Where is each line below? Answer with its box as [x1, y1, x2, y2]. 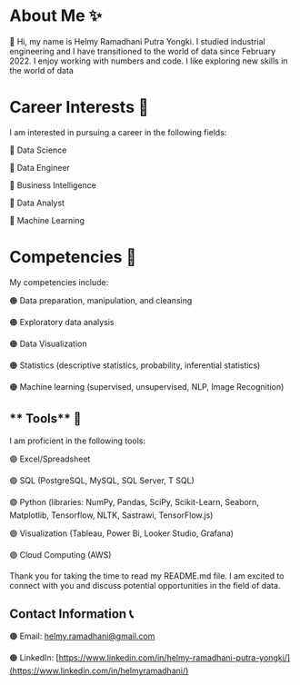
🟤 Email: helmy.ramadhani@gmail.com [9, 630, 155, 641]
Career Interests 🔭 [9, 97, 149, 118]
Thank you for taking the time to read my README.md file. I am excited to [9, 570, 285, 581]
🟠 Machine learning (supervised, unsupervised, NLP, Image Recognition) [9, 381, 285, 392]
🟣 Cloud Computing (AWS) [9, 549, 112, 560]
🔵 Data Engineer [9, 162, 71, 173]
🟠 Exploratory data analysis [9, 316, 115, 327]
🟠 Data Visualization [9, 338, 87, 349]
